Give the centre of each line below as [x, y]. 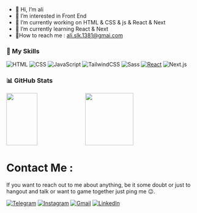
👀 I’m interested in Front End [51, 16]
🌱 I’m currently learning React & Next [62, 29]
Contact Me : [40, 168]
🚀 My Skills [23, 51]
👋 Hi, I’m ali [29, 9]
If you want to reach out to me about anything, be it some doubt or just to [98, 185]
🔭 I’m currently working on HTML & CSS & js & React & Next [90, 22]
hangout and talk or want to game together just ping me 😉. [81, 191]
